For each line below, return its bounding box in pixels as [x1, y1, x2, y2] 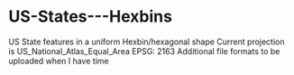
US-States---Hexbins [8, 6, 173, 27]
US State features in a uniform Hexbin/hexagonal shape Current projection [8, 36, 285, 47]
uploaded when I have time [8, 55, 109, 66]
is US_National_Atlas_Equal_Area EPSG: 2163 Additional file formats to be [8, 45, 280, 56]
